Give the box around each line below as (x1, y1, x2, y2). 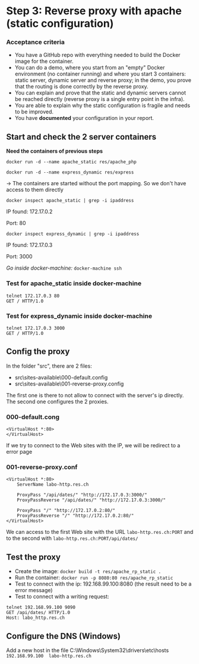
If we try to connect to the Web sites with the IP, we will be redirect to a (6, 442, 181, 449)
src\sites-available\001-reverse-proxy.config (14, 380, 124, 387)
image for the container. (14, 58, 74, 65)
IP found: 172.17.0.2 (6, 208, 53, 215)
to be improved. (14, 108, 53, 115)
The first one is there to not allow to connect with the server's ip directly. (6, 391, 184, 399)
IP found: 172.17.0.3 (6, 242, 53, 249)
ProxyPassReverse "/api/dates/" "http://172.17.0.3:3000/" (17, 497, 166, 503)
